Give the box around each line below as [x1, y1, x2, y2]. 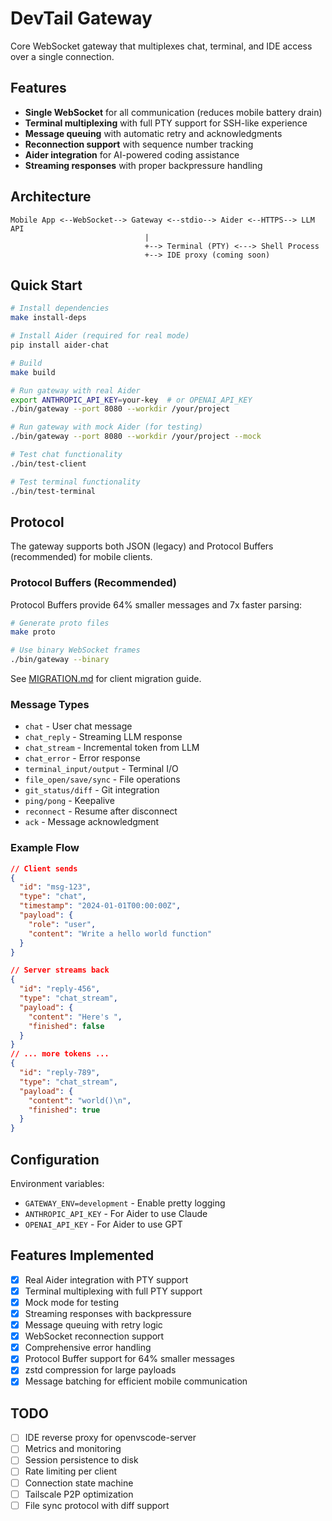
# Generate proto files [10, 618, 110, 628]
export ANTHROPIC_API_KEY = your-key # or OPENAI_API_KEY [10, 395, 253, 405]
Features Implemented [10, 1247, 155, 1264]
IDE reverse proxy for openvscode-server [24, 1432, 197, 1444]
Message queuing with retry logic [24, 1319, 163, 1331]
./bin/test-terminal [10, 486, 97, 496]
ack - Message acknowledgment [24, 816, 160, 828]
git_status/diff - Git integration [24, 784, 160, 796]
